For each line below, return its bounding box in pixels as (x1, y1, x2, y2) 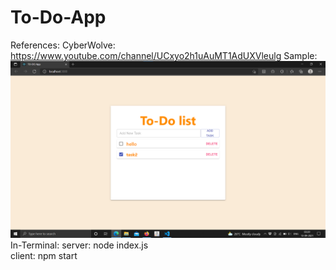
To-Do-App (10, 6, 107, 29)
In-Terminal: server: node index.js (10, 239, 149, 251)
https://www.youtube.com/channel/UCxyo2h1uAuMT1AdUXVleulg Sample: (10, 49, 318, 61)
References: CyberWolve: (10, 39, 116, 51)
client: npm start (10, 250, 78, 262)
